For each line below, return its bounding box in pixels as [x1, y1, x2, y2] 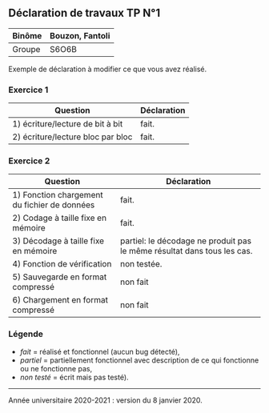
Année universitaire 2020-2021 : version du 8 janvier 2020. [8, 395, 203, 405]
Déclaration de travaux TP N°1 [8, 6, 161, 20]
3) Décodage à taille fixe [12, 235, 105, 247]
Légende [8, 328, 44, 339]
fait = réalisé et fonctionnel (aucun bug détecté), [19, 347, 180, 356]
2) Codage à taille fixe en [12, 212, 106, 223]
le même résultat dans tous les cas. [119, 246, 253, 257]
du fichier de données [12, 199, 95, 211]
